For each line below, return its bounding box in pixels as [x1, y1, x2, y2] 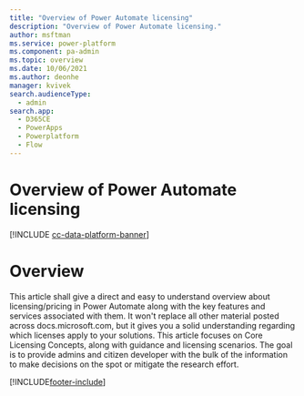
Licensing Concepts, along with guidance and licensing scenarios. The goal [9, 339, 293, 350]
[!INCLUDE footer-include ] [9, 376, 106, 387]
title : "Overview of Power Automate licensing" [9, 13, 194, 23]
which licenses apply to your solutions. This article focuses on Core [9, 330, 263, 340]
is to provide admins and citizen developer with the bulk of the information [9, 349, 289, 360]
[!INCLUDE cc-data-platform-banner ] [9, 228, 150, 239]
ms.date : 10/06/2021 [9, 65, 88, 74]
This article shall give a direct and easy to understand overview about [9, 290, 270, 301]
